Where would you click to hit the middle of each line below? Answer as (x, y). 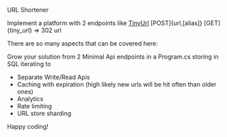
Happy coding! (28, 126)
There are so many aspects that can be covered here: (83, 43)
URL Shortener (28, 10)
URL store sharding (44, 113)
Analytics (30, 99)
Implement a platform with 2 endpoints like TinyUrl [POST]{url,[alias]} (105, 23)
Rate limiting (35, 106)
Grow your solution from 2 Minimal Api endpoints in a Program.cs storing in (113, 57)
